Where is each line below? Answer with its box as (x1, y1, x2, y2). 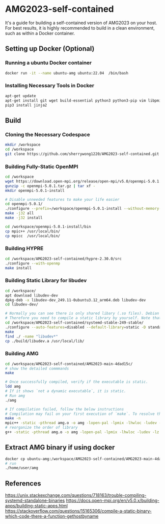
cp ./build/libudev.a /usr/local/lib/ (5, 338, 84, 343)
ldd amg (5, 384, 21, 389)
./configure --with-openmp (5, 261, 60, 266)
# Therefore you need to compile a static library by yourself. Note (5, 316, 151, 321)
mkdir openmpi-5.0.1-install (5, 188, 65, 193)
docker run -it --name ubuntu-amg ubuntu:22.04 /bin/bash (5, 71, 129, 75)
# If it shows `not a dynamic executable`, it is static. (5, 389, 126, 394)
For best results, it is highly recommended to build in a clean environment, (5, 25, 155, 31)
